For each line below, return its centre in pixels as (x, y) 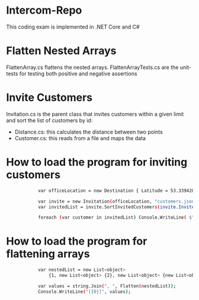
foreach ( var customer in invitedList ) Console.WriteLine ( (112, 217)
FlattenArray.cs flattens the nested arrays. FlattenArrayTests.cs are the (92, 67)
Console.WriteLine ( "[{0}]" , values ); (84, 292)
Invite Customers (49, 98)
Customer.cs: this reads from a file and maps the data (80, 138)
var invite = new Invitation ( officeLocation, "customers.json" (117, 201)
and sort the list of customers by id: (49, 120)
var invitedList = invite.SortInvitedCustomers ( (99, 207)
